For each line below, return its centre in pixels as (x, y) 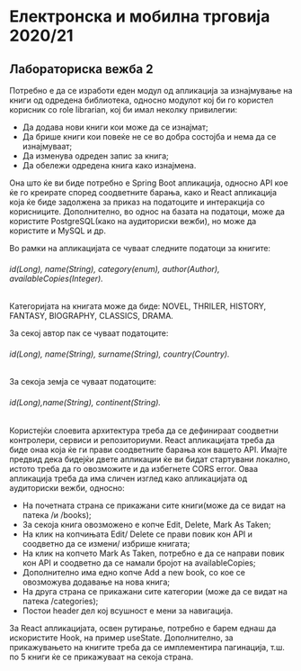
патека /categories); (60, 601)
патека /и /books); (57, 514)
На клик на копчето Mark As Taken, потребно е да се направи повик (153, 553)
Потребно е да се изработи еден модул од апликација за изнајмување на (151, 91)
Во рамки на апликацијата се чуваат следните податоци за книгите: (140, 248)
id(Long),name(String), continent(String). (85, 402)
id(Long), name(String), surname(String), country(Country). (120, 354)
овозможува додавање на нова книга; (96, 582)
